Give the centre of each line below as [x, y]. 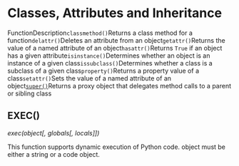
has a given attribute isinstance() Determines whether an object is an [109, 56]
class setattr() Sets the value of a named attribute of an [90, 78]
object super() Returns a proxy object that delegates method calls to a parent [119, 85]
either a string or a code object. [54, 154]
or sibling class [30, 93]
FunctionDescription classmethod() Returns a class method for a [100, 33]
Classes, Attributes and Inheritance [115, 13]
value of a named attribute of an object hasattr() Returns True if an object [115, 48]
